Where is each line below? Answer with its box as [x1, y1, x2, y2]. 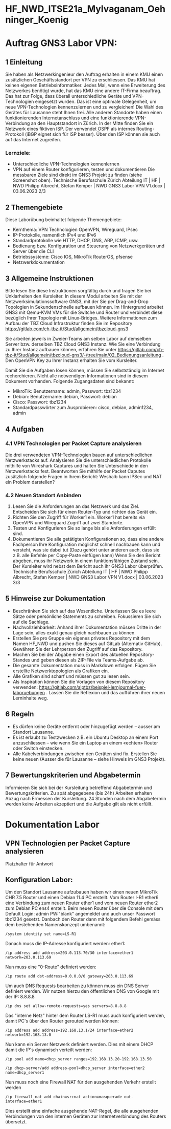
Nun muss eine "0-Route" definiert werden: [5, 964, 96, 970]
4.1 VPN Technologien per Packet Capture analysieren [5, 440, 142, 447]
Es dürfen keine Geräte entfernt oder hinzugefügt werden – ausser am [12, 723, 160, 730]
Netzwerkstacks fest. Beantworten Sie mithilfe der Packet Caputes [5, 468, 145, 474]
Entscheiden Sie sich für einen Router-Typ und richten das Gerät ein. [12, 509, 157, 515]
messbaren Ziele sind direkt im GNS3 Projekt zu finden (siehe [12, 172, 142, 178]
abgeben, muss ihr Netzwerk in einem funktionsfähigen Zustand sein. [12, 558, 159, 564]
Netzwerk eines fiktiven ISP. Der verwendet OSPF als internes [5, 126, 135, 132]
